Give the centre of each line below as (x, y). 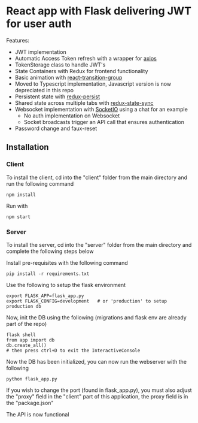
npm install (21, 195)
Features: (18, 40)
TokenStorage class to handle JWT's (60, 65)
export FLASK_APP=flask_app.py (45, 296)
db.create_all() (26, 345)
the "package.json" (30, 403)
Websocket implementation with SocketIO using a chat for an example (101, 109)
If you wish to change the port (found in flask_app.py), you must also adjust (99, 390)
